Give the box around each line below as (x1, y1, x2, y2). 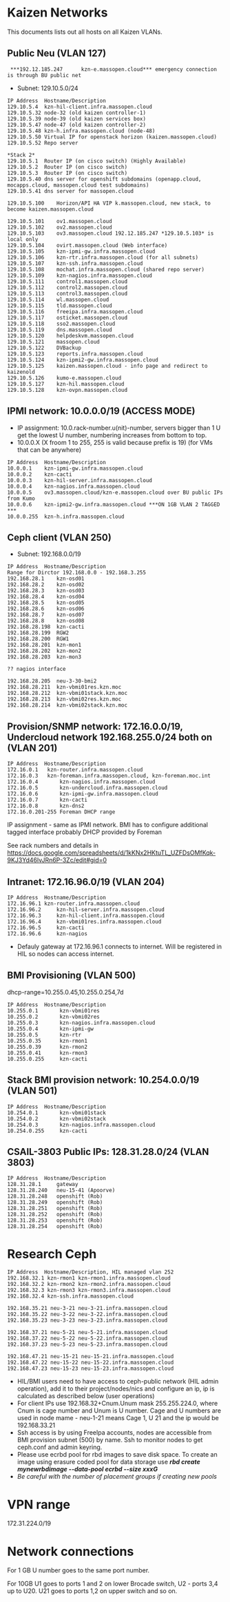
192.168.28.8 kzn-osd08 (7, 618, 85, 625)
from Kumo (7, 495, 36, 502)
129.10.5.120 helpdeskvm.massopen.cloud (7, 332, 134, 339)
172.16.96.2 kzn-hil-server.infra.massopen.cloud (7, 906, 165, 913)
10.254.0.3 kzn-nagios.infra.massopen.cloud (7, 1121, 156, 1128)
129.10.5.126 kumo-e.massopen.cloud (7, 374, 122, 382)
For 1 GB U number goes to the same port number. (7, 1566, 150, 1574)
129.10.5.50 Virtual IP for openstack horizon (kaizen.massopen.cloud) (7, 133, 217, 141)
